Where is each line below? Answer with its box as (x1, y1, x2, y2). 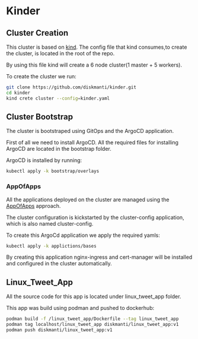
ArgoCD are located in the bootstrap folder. (6, 145, 111, 153)
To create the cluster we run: (6, 73, 76, 80)
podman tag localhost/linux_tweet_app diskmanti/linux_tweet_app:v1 (6, 322, 179, 328)
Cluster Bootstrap (6, 112, 73, 122)
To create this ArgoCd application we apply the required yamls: (6, 232, 160, 239)
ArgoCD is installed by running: (6, 157, 82, 164)
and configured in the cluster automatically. (6, 260, 113, 267)
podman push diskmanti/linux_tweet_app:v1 (6, 327, 113, 333)
